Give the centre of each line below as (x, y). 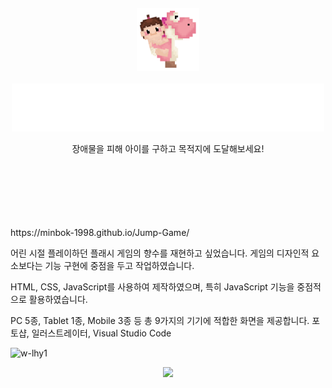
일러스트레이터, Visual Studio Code (101, 333)
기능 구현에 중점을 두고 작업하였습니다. (119, 265)
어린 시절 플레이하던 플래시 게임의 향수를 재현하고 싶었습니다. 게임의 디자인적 (160, 253)
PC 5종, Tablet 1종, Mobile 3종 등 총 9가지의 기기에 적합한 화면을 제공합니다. (160, 320)
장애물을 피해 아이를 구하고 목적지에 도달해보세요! (168, 148)
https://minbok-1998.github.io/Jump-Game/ (100, 232)
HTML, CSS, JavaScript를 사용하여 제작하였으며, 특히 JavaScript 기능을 (152, 286)
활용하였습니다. (58, 299)
